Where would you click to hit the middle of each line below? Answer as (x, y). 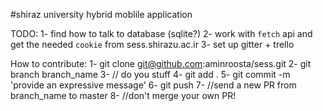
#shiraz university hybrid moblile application (101, 14)
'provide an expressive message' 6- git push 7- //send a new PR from (153, 85)
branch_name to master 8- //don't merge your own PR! (123, 95)
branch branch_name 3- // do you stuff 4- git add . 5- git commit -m (150, 74)
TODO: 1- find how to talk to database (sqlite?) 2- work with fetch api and (161, 33)
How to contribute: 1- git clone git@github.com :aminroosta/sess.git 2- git (161, 63)
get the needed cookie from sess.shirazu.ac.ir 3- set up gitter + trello (152, 44)
